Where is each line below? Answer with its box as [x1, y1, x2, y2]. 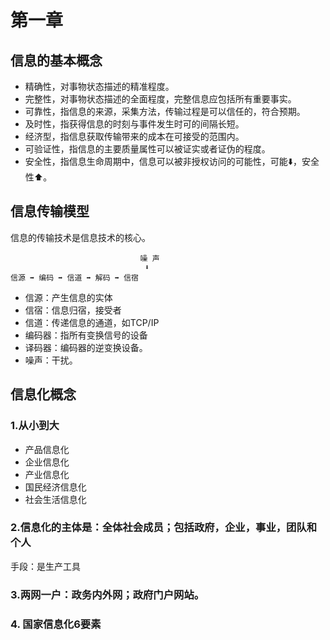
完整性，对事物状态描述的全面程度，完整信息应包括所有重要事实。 [24, 93, 297, 105]
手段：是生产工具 [10, 560, 81, 572]
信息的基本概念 [10, 52, 103, 69]
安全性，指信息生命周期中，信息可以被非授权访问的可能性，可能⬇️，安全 [24, 156, 320, 167]
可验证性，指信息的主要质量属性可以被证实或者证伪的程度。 [24, 143, 271, 155]
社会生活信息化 [24, 493, 87, 505]
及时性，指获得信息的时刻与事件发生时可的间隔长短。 [24, 118, 245, 130]
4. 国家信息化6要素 [10, 617, 102, 631]
